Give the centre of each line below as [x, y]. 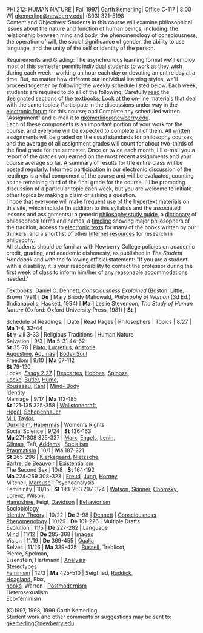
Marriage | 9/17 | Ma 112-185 [42, 399]
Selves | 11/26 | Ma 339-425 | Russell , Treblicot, [66, 547]
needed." [18, 279]
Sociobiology [23, 508]
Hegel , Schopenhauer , [34, 412]
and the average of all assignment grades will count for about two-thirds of [100, 143]
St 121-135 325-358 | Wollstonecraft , [52, 405]
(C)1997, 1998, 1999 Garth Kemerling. [52, 610]
